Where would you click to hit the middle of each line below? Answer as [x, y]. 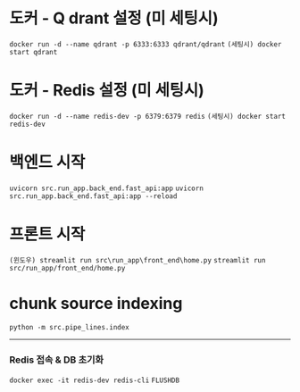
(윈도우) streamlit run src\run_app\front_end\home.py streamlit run [137, 260]
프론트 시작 [47, 234]
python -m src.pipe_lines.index [69, 327]
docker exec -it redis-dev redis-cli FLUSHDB [95, 380]
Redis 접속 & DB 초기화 [57, 360]
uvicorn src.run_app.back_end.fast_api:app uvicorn [106, 188]
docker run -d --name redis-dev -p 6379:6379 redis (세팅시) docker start [147, 116]
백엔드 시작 [47, 163]
